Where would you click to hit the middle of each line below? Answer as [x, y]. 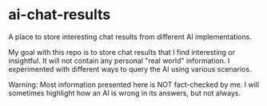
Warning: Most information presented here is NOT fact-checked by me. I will [134, 84]
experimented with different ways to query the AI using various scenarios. [130, 69]
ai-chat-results [60, 15]
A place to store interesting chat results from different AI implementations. [130, 37]
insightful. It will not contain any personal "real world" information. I [119, 61]
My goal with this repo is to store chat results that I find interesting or [122, 52]
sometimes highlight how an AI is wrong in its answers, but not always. [125, 92]
